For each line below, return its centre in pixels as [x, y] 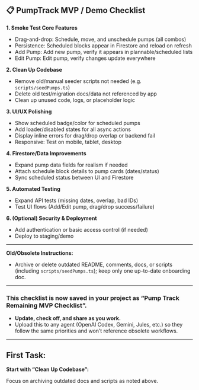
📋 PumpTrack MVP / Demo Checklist [76, 10]
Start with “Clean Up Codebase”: [47, 369]
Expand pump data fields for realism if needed [71, 165]
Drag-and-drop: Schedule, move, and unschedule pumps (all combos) [100, 39]
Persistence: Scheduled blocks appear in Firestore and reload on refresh [103, 45]
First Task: [26, 355]
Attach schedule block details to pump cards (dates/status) [87, 171]
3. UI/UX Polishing [29, 111]
